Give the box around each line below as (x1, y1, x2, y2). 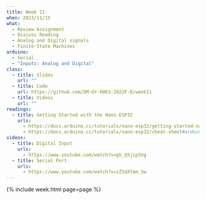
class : (6, 66, 23, 72)
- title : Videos (12, 95, 53, 101)
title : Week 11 (6, 9, 45, 15)
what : (6, 20, 20, 26)
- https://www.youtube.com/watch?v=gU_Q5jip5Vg (22, 152, 147, 158)
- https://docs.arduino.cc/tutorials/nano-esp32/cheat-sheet (22, 129, 183, 135)
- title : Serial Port (12, 157, 67, 163)
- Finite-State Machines (12, 44, 75, 50)
